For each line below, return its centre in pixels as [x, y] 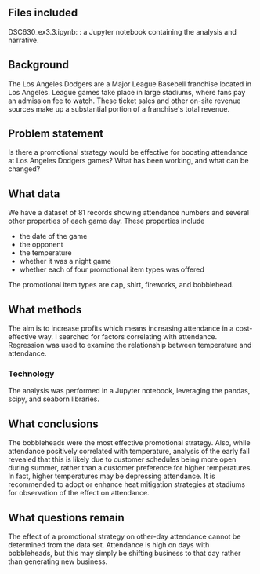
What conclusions [54, 424]
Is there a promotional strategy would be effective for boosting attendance [128, 152]
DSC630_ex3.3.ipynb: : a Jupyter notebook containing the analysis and [123, 31]
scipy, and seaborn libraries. [54, 399]
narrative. [23, 40]
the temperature [45, 253]
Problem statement [56, 134]
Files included [43, 13]
